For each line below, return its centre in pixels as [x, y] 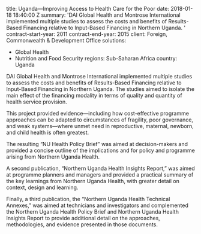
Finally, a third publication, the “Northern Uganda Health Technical [88, 199]
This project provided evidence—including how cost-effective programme [97, 113]
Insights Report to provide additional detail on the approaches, [83, 218]
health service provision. [37, 102]
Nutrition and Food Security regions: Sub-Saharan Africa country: [96, 58]
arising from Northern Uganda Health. [53, 157]
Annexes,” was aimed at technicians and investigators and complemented [97, 205]
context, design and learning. [42, 187]
